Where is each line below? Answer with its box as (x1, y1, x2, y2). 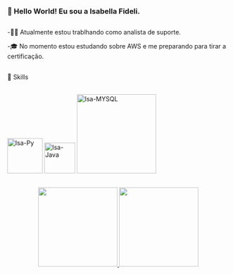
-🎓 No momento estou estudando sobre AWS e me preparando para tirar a (7, 42, 227, 51)
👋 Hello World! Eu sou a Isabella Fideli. (7, 6, 141, 16)
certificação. (7, 52, 44, 60)
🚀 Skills (7, 72, 29, 81)
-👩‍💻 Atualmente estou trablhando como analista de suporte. (7, 28, 182, 37)
